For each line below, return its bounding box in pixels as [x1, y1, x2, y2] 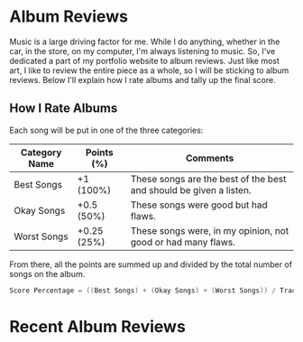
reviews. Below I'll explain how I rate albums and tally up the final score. [9, 74, 277, 85]
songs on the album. [9, 268, 86, 279]
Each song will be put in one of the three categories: [9, 125, 204, 135]
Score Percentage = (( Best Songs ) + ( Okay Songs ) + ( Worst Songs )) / [9, 286, 277, 295]
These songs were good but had [130, 199, 268, 211]
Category [20, 146, 62, 159]
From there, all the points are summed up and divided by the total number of [9, 259, 293, 270]
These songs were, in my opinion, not [130, 224, 289, 236]
